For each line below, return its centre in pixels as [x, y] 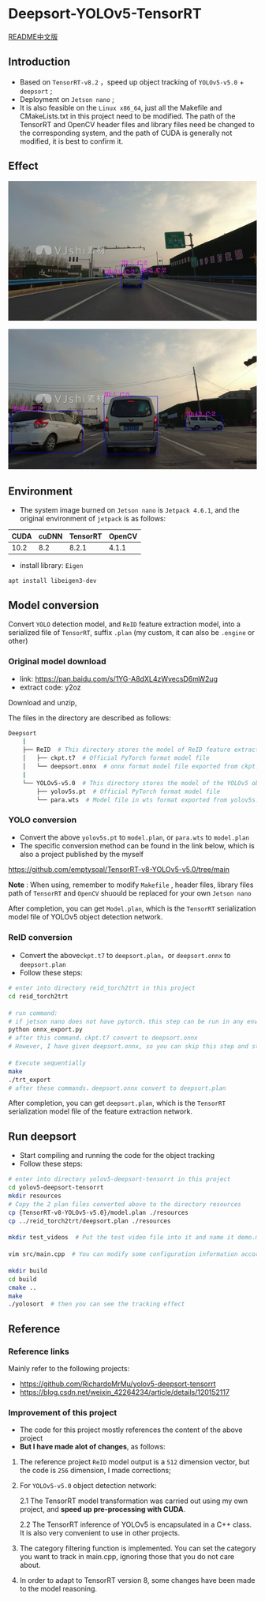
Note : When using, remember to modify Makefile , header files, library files [131, 885]
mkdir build [28, 1271]
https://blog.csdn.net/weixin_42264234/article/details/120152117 [125, 1392]
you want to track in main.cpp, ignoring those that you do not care [127, 1557]
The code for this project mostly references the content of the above [131, 1430]
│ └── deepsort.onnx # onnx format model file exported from [130, 767]
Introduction [39, 62]
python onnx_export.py [45, 1030]
